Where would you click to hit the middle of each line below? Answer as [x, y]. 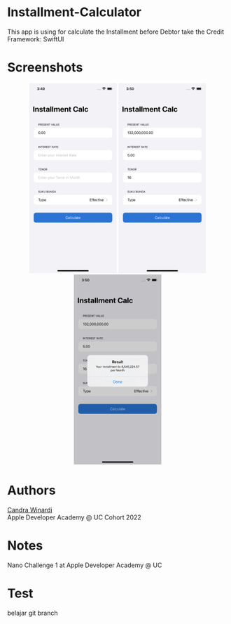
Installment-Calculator [75, 12]
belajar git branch [33, 613]
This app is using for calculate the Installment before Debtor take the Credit [116, 32]
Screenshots [45, 68]
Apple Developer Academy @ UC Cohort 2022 [74, 517]
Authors [31, 490]
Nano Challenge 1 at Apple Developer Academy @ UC [85, 565]
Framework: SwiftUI [36, 39]
